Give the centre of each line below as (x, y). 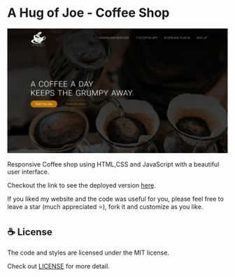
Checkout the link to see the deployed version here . (81, 185)
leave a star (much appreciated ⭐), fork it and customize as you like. (105, 206)
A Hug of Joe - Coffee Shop (88, 13)
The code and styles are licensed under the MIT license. (88, 253)
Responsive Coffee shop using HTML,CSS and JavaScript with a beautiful (113, 164)
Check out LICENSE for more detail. (58, 266)
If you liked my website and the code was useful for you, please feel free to (115, 199)
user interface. (28, 171)
